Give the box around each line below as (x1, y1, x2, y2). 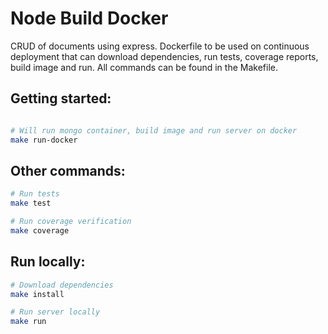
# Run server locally (10, 307, 101, 317)
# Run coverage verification (10, 217, 132, 227)
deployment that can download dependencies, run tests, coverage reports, (10, 50, 319, 62)
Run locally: (10, 253, 86, 271)
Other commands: (10, 162, 126, 179)
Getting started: (10, 90, 112, 107)
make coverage (10, 225, 70, 236)
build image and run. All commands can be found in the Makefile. (10, 61, 278, 73)
